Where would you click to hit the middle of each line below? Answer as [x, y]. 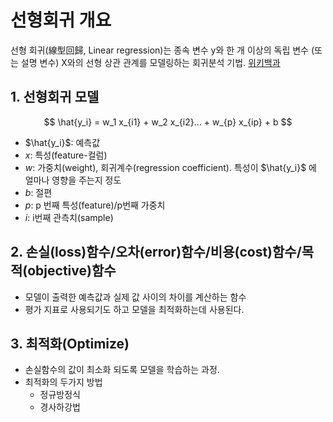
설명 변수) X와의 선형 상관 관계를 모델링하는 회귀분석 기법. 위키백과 [150, 62]
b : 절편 [38, 192]
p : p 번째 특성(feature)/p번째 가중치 [95, 205]
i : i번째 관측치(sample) [69, 217]
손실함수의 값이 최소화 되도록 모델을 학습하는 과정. [122, 370]
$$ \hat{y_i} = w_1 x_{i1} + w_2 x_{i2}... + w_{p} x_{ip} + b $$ [168, 122]
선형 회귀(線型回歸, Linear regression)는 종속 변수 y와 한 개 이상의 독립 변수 [159, 50]
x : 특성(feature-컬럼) [66, 155]
